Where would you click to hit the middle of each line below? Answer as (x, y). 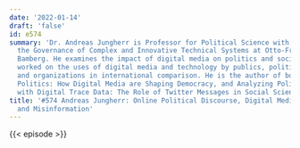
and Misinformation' (55, 109)
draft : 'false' (37, 26)
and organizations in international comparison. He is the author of (149, 76)
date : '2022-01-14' (46, 17)
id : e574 (25, 34)
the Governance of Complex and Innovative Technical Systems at (139, 51)
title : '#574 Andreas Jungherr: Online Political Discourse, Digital (142, 100)
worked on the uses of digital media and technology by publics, (142, 68)
